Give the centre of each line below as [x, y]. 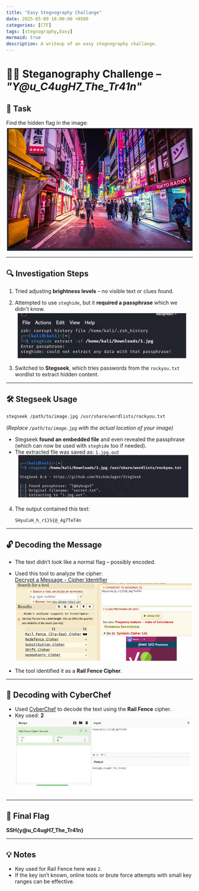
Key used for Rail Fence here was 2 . [58, 869]
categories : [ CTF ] [29, 25]
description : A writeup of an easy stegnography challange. [82, 44]
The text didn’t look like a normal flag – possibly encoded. [85, 562]
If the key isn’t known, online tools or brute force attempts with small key [103, 875]
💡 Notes [21, 854]
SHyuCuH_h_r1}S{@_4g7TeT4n [48, 520]
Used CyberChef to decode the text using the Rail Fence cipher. [93, 709]
